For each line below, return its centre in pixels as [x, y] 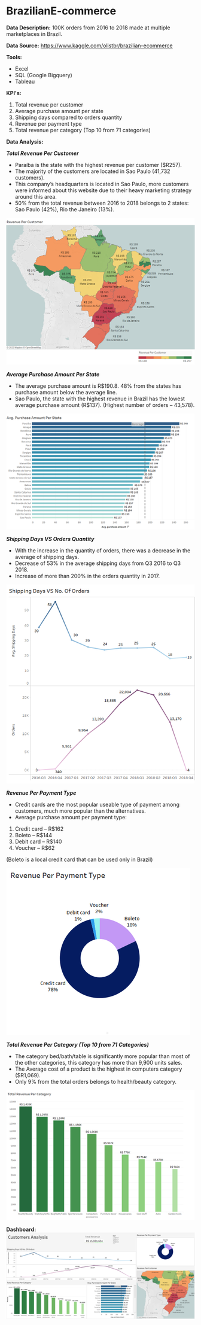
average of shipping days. [47, 557]
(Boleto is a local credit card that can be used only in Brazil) [80, 859]
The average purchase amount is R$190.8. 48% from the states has [98, 386]
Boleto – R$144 [33, 835]
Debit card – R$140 [38, 841]
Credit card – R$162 [39, 829]
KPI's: [14, 93]
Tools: [14, 57]
